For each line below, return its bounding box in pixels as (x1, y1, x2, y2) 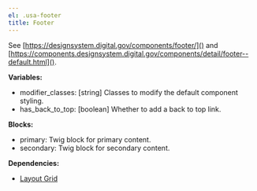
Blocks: (8, 119, 34, 129)
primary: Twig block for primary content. (19, 134, 151, 144)
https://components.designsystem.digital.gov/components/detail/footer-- (10, 49, 249, 58)
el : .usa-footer (8, 11, 61, 20)
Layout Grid (19, 174, 58, 183)
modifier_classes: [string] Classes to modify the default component (19, 87, 239, 97)
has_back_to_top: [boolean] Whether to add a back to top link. (19, 104, 222, 114)
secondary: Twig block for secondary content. (19, 143, 170, 152)
